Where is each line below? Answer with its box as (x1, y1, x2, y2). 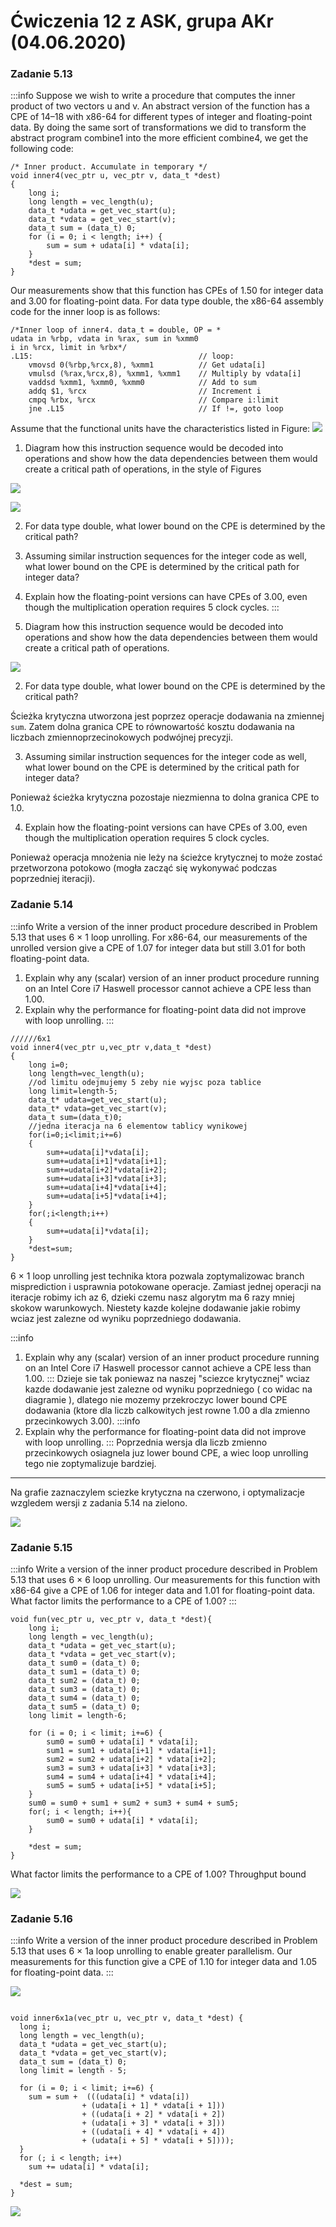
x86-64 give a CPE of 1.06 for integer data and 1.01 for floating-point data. (10, 1585, 316, 1597)
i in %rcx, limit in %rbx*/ (10, 343, 128, 353)
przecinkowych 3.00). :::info (24, 1415, 141, 1427)
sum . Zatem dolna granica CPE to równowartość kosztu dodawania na (10, 721, 295, 733)
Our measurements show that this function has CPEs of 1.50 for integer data (10, 285, 324, 297)
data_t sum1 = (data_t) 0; (28, 1667, 141, 1677)
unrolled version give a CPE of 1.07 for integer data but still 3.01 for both (10, 941, 306, 954)
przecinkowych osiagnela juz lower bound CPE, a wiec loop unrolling (24, 1446, 309, 1459)
